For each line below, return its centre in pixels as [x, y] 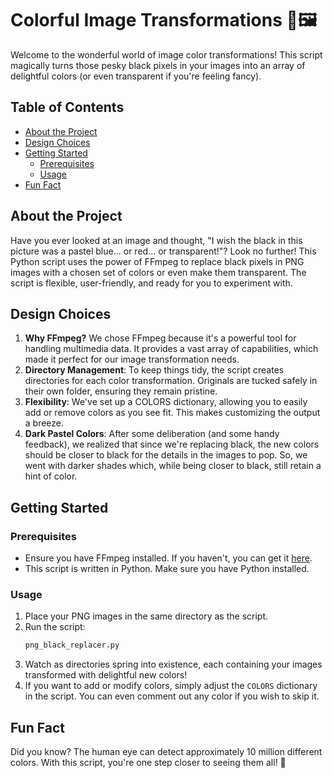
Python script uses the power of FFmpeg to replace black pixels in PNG [157, 261]
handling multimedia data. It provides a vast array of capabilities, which [171, 349]
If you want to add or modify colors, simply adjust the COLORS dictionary [171, 686]
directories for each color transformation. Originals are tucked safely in [171, 381]
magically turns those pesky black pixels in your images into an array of [158, 65]
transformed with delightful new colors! [106, 675]
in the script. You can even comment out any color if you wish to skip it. [172, 696]
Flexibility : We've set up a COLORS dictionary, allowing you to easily [166, 402]
